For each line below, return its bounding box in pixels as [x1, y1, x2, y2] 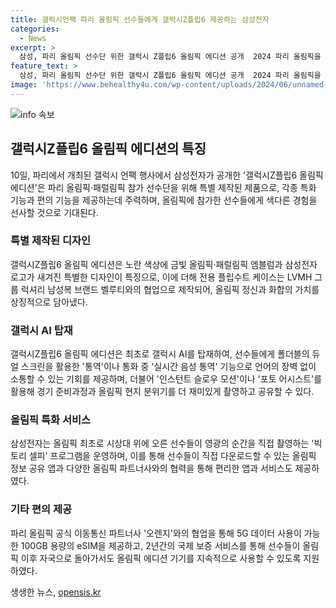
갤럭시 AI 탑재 [10, 323, 73, 337]
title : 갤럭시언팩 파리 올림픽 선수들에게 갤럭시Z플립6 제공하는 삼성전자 [10, 14, 270, 25]
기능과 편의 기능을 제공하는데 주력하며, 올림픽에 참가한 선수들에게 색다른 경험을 [10, 194, 318, 206]
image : [10, 80, 38, 90]
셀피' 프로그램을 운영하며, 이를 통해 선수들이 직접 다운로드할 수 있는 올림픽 [28, 450, 317, 462]
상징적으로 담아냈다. [10, 296, 88, 308]
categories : [10, 24, 60, 34]
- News [19, 33, 47, 43]
